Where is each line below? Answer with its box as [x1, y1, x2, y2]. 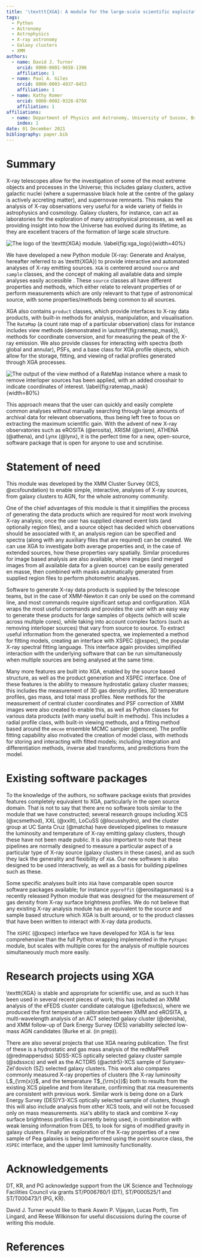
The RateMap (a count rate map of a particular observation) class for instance [6, 320, 195, 327]
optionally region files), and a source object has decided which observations [6, 523, 195, 531]
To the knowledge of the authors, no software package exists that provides [6, 791, 191, 798]
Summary [6, 157, 56, 171]
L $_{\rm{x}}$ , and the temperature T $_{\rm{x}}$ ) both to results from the [6, 1077, 188, 1084]
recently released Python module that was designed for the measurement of [6, 892, 194, 900]
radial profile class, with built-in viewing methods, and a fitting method [6, 718, 180, 726]
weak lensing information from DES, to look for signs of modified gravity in [6, 1122, 190, 1129]
